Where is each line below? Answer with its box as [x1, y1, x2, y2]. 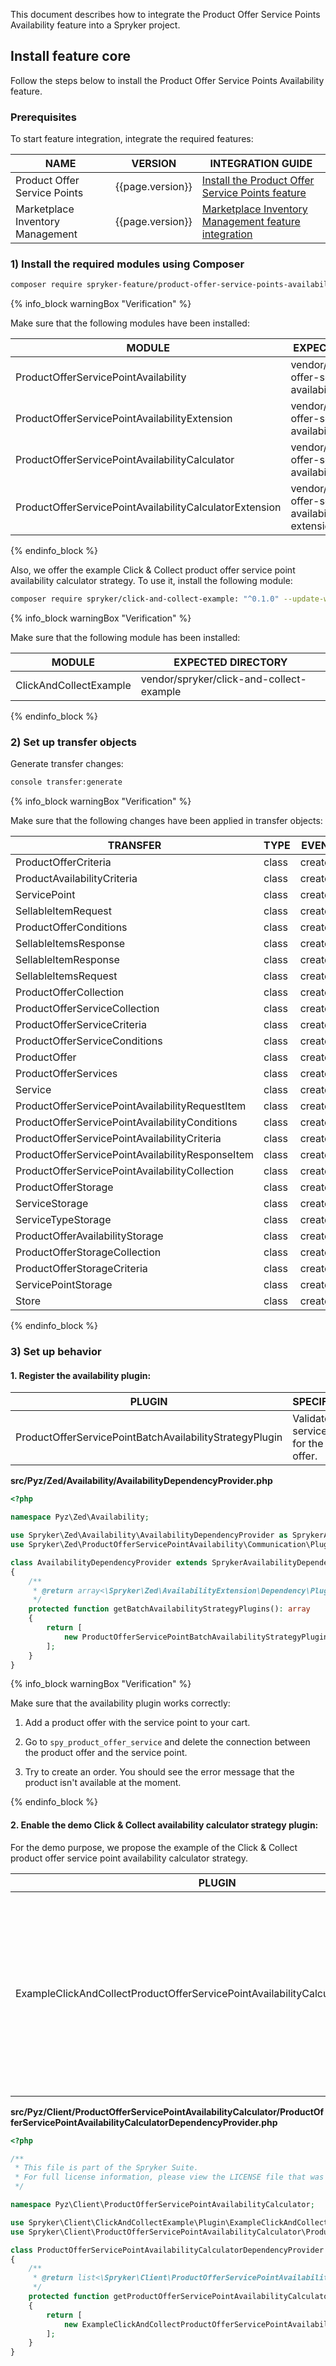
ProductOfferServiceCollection [15, 1002, 160, 1016]
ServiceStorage [15, 1197, 89, 1211]
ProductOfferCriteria [15, 855, 112, 869]
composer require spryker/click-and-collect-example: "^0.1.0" [10, 594, 280, 604]
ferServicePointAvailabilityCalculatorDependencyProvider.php [10, 2116, 278, 2128]
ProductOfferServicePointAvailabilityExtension [15, 412, 233, 426]
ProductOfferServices [15, 1067, 118, 1081]
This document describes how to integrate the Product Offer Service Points [10, 9, 321, 20]
